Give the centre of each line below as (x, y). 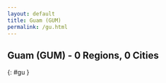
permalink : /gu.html (38, 27)
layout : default (31, 14)
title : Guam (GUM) (34, 20)
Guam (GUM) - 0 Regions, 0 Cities (83, 55)
